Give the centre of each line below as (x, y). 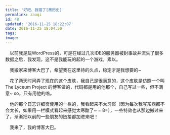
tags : (11, 33)
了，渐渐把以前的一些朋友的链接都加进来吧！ (52, 116)
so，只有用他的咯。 (34, 93)
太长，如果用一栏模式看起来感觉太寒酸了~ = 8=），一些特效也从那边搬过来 (86, 110)
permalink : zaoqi (24, 15)
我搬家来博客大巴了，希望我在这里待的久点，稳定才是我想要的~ (75, 70)
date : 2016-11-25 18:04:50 (34, 29)
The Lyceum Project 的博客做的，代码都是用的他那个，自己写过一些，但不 (82, 87)
